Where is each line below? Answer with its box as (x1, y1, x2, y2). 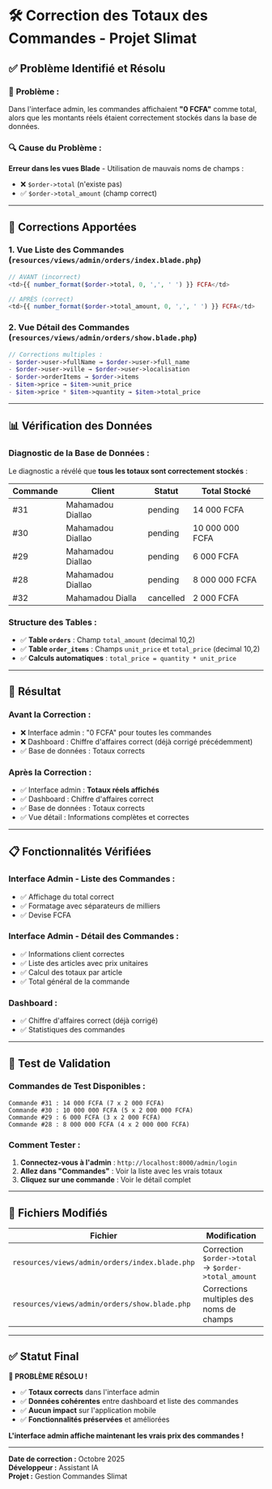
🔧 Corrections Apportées (8, 220, 138, 234)
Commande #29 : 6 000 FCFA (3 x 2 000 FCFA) (8, 1113, 161, 1122)
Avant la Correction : (8, 709, 91, 720)
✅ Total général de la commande (19, 976, 130, 986)
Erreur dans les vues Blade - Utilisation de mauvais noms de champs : (8, 164, 244, 174)
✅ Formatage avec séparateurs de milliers (19, 901, 160, 911)
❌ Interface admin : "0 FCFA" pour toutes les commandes (19, 727, 212, 737)
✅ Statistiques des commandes (19, 1025, 125, 1035)
